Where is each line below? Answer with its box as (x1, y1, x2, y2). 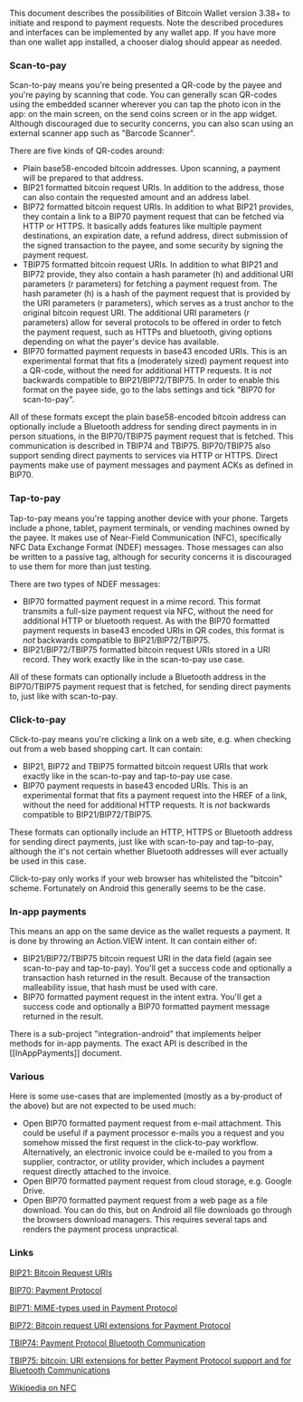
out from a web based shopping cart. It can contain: (9, 743, 204, 754)
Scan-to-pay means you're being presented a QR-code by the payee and (9, 80, 282, 91)
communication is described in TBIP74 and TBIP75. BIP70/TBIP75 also (9, 440, 271, 451)
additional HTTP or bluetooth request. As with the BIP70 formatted (22, 615, 270, 626)
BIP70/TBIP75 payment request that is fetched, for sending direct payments (9, 681, 291, 691)
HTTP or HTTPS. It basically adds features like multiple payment (22, 221, 262, 232)
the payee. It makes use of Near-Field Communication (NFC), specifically (9, 532, 282, 543)
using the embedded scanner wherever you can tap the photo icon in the (9, 99, 281, 110)
